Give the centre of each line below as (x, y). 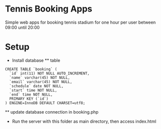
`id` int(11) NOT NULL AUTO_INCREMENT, (50, 73)
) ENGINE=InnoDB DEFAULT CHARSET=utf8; (45, 103)
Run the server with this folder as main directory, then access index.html (84, 121)
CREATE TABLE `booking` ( (31, 69)
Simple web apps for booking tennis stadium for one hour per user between (80, 22)
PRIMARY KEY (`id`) (29, 99)
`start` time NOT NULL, (33, 90)
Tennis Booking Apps (49, 9)
